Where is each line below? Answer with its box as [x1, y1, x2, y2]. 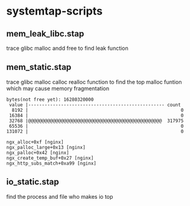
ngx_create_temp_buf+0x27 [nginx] [6, 155, 94, 161]
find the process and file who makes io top [6, 193, 114, 200]
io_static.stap [6, 177, 60, 187]
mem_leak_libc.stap [6, 29, 85, 39]
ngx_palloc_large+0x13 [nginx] [6, 144, 86, 150]
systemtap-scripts [6, 4, 103, 18]
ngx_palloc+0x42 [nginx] [6, 149, 69, 156]
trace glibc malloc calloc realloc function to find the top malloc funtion [6, 78, 182, 86]
